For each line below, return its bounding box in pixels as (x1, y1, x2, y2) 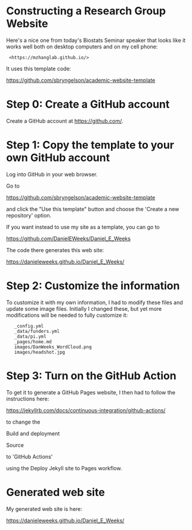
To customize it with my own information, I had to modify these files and (6, 299, 183, 306)
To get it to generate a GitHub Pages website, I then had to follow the (6, 388, 176, 396)
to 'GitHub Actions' (6, 453, 53, 460)
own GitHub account (6, 151, 110, 165)
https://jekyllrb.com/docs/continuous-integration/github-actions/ (6, 406, 166, 413)
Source (6, 441, 24, 449)
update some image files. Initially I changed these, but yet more (6, 305, 162, 312)
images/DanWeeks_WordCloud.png (14, 344, 92, 350)
